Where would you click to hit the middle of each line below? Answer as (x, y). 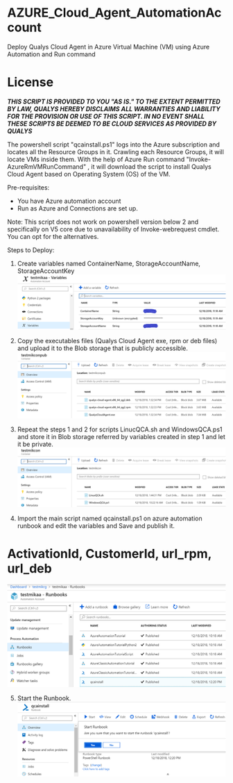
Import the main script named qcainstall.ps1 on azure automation (110, 518)
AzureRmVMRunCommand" (47, 166)
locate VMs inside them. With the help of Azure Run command (96, 159)
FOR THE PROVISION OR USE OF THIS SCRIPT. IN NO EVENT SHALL (106, 116)
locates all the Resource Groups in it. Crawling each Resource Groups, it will (115, 151)
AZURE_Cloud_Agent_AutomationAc (114, 13)
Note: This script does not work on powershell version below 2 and (103, 222)
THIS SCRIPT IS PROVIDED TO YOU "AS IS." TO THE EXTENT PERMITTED (114, 101)
